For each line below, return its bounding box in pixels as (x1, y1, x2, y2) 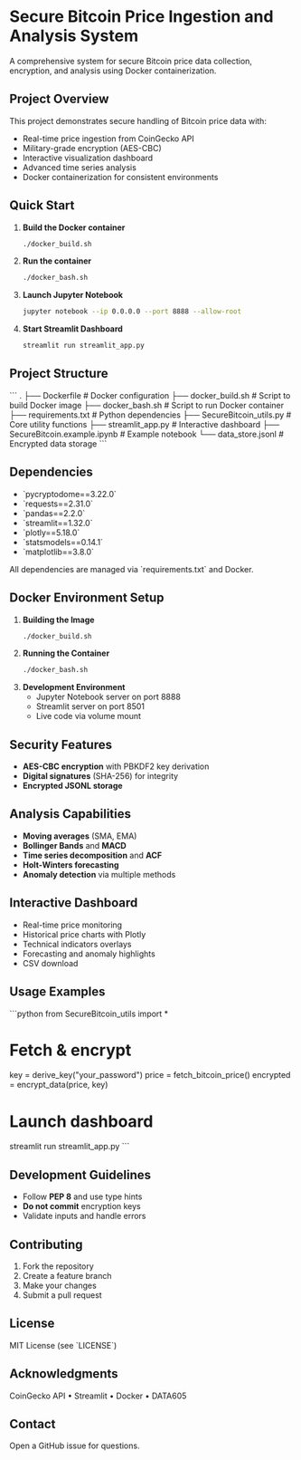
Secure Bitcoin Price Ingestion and (9, 6, 274, 27)
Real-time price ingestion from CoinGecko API (22, 133, 194, 144)
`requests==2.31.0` (22, 498, 93, 509)
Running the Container (22, 648, 110, 658)
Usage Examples (9, 985, 106, 1000)
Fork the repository (22, 1261, 95, 1272)
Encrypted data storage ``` (9, 437, 108, 449)
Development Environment (22, 682, 126, 693)
